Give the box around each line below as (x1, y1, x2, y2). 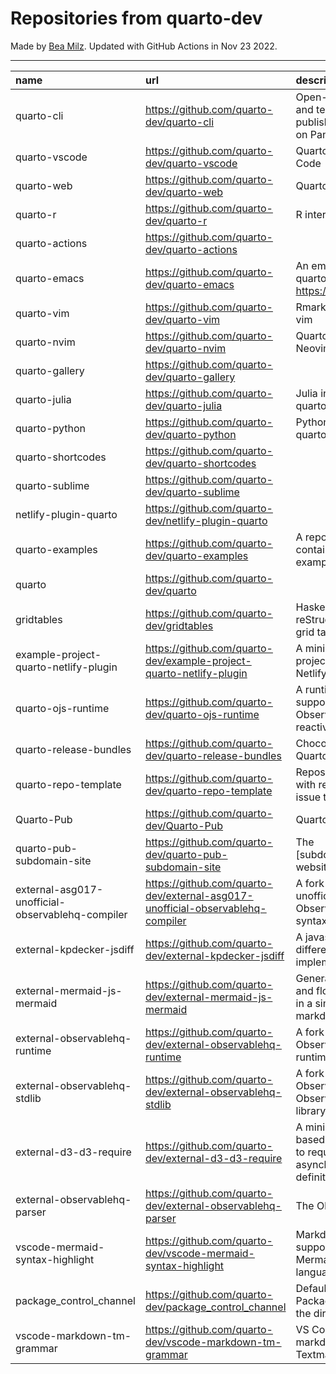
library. (295, 1103, 329, 1117)
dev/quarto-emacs (144, 277, 235, 291)
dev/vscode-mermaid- (144, 1246, 255, 1260)
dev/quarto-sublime (144, 485, 240, 499)
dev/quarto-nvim (144, 341, 227, 355)
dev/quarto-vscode (144, 156, 238, 170)
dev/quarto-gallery (144, 370, 236, 384)
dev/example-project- (144, 653, 252, 667)
